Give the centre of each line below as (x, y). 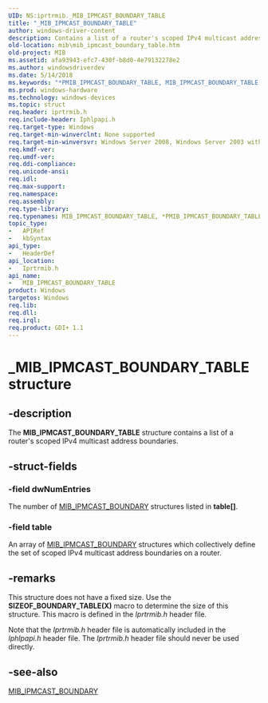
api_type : (25, 246)
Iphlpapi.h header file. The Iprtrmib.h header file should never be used (124, 638)
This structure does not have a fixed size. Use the (90, 598)
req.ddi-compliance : (43, 165)
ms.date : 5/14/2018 (41, 75)
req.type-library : (39, 209)
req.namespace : (33, 194)
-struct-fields (43, 466)
